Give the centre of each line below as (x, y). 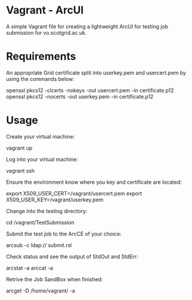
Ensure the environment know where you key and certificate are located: (94, 182)
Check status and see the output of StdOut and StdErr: (72, 257)
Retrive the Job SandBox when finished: (55, 279)
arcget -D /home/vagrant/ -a (41, 291)
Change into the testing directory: (47, 211)
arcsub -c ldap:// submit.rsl (39, 245)
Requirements (41, 57)
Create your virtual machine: (41, 136)
